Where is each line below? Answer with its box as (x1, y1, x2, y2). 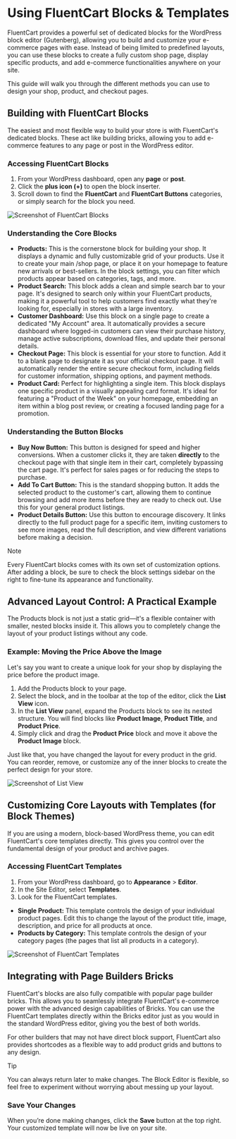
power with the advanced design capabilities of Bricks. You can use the (7, 1004, 215, 1013)
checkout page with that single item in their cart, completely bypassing (17, 458, 223, 466)
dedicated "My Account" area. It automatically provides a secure (17, 319, 206, 328)
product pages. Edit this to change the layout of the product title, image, (17, 913, 227, 922)
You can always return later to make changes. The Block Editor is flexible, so (7, 1075, 229, 1083)
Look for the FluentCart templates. (17, 892, 118, 901)
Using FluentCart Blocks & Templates (7, 5, 230, 21)
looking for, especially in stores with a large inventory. (17, 305, 174, 313)
